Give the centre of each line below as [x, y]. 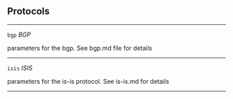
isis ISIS [20, 68]
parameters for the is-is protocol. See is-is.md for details [88, 81]
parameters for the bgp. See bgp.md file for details [80, 48]
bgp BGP [19, 35]
